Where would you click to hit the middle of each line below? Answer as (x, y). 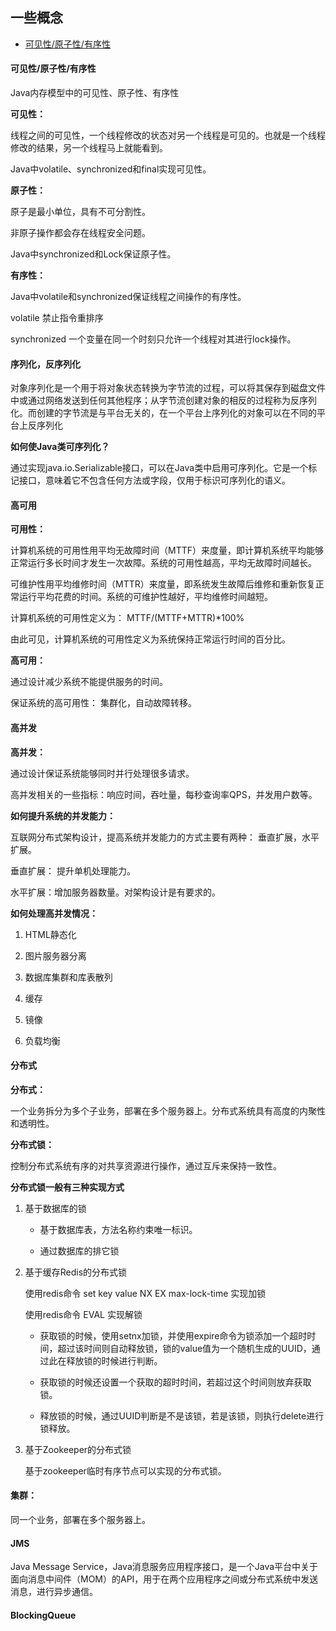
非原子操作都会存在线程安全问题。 (80, 233)
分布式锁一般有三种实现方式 (67, 1187)
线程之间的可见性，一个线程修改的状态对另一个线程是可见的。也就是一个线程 (168, 135)
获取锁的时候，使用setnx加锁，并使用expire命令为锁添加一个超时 (173, 1335)
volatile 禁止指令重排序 (57, 318)
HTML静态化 (50, 934)
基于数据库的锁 (55, 1208)
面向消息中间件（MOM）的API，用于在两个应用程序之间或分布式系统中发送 (164, 1579)
